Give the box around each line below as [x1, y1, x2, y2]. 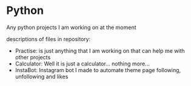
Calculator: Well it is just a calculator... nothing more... [15, 60, 150, 67]
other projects [15, 53, 50, 61]
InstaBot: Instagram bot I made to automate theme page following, [15, 66, 181, 73]
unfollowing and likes [15, 73, 69, 80]
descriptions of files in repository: [6, 35, 91, 42]
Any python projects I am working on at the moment [6, 24, 137, 31]
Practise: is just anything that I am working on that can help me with [15, 47, 186, 55]
